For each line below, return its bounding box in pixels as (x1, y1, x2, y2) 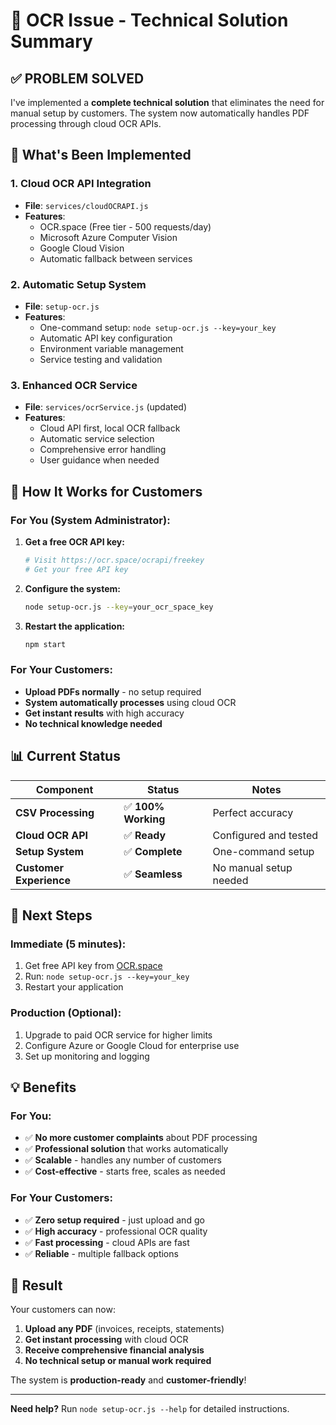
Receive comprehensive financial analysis (24, 1344, 205, 1356)
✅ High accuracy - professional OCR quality (24, 1225, 208, 1237)
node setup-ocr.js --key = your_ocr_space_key (24, 602, 214, 612)
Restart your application (24, 981, 124, 993)
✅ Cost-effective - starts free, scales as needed (24, 1165, 226, 1178)
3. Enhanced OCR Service (10, 378, 138, 392)
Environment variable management (39, 342, 184, 354)
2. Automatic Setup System (10, 277, 147, 291)
